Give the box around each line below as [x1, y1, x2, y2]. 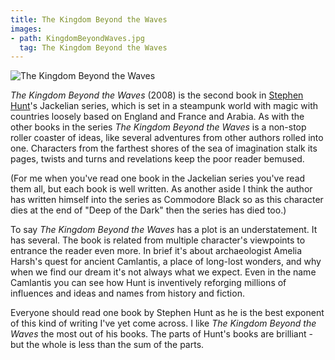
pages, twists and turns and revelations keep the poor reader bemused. [10, 153, 305, 165]
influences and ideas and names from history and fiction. [10, 287, 245, 300]
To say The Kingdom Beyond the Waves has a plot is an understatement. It [10, 224, 318, 236]
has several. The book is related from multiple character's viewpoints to [10, 234, 306, 246]
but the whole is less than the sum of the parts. [10, 339, 205, 351]
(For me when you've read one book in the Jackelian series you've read [10, 172, 306, 185]
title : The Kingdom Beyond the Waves [10, 14, 168, 25]
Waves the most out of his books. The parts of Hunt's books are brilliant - [10, 328, 313, 340]
